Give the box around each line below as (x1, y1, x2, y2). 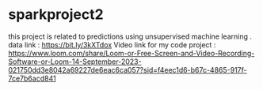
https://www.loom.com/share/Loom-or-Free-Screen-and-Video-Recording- (8, 48, 255, 58)
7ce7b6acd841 (8, 73, 57, 83)
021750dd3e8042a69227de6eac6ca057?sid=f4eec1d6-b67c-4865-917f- (8, 65, 247, 74)
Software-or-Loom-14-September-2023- (8, 57, 142, 66)
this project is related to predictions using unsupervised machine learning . (8, 32, 252, 41)
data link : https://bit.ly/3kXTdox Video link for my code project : (8, 39, 216, 49)
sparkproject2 (8, 6, 105, 24)
